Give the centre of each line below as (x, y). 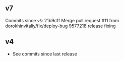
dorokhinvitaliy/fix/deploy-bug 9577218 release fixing (60, 26)
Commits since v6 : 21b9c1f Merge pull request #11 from (62, 20)
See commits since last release (45, 54)
